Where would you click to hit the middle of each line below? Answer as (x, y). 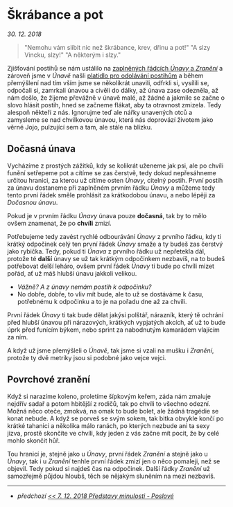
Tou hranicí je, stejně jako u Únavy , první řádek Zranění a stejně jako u (107, 454)
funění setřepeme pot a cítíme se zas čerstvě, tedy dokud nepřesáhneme (112, 172)
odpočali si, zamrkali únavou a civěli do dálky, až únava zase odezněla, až (113, 90)
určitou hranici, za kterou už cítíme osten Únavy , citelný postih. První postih (115, 180)
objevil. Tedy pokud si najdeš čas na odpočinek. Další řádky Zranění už (109, 468)
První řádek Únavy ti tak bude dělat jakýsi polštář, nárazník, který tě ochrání (115, 314)
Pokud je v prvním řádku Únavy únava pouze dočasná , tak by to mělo (107, 215)
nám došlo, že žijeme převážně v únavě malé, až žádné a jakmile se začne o (116, 98)
